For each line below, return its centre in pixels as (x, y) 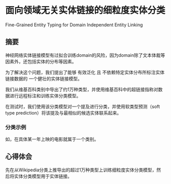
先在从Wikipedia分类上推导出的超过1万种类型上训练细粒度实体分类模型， (81, 170)
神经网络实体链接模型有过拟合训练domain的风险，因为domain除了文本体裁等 (85, 55)
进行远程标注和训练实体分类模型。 (45, 96)
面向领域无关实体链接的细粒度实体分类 (85, 10)
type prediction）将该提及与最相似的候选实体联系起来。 (63, 113)
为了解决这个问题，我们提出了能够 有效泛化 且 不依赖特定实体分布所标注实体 (85, 72)
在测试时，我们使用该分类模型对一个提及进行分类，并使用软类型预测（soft (83, 106)
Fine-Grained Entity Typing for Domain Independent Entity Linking (74, 25)
